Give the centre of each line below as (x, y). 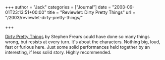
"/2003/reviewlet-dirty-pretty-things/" (44, 17)
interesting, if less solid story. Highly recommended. (58, 52)
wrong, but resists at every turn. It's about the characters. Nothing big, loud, (83, 42)
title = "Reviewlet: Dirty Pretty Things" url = (91, 12)
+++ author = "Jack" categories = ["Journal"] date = (58, 7)
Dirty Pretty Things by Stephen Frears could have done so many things (78, 37)
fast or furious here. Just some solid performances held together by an (78, 47)
